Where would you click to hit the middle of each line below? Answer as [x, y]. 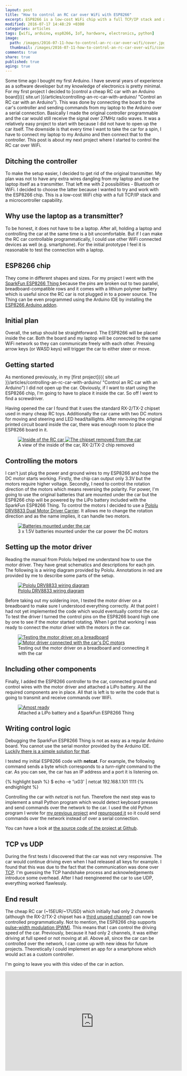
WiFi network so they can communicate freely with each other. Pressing [80, 343]
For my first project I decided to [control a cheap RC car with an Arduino [80, 92]
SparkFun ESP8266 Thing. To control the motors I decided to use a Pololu [82, 505]
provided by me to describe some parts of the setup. [60, 575]
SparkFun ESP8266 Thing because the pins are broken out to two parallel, [82, 283]
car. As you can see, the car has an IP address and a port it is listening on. [82, 772]
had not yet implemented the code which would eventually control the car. [82, 611]
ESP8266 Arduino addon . [32, 305]
